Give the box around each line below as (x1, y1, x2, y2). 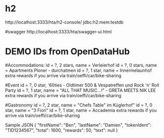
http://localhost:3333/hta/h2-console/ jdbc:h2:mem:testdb (5, 19, 124, 25)
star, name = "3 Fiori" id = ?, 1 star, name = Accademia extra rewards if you (5, 107, 157, 113)
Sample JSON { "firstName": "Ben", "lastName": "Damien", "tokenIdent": (5, 122, 151, 128)
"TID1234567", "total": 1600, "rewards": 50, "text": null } (5, 127, 118, 133)
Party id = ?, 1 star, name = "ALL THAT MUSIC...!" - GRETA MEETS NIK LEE (5, 87, 156, 93)
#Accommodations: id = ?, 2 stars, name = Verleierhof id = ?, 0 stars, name (5, 62, 157, 68)
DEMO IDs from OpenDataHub (5, 46, 130, 57)
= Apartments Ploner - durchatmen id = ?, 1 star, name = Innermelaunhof (5, 67, 152, 73)
